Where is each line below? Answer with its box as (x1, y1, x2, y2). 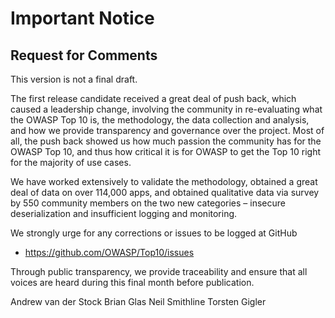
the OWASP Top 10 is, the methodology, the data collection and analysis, (10, 114, 310, 126)
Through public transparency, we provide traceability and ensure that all (10, 266, 308, 277)
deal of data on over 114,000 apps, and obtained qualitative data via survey (10, 187, 320, 198)
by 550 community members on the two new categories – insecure (10, 197, 286, 209)
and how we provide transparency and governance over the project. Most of (10, 125, 325, 136)
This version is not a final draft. (10, 73, 138, 85)
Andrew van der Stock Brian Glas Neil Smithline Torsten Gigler (10, 296, 267, 307)
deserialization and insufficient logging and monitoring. (10, 208, 238, 219)
